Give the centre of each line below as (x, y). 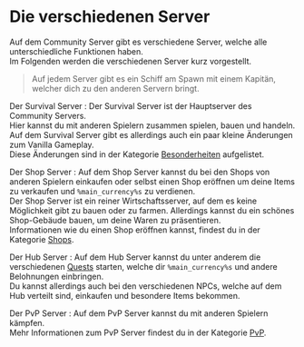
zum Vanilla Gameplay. (52, 144)
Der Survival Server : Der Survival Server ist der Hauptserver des (131, 105)
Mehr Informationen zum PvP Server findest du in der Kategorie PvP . (138, 332)
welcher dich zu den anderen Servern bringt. (115, 88)
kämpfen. (27, 322)
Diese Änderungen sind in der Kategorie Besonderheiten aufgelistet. (137, 154)
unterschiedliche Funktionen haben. (76, 51)
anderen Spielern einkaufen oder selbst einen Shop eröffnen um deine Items (152, 181)
